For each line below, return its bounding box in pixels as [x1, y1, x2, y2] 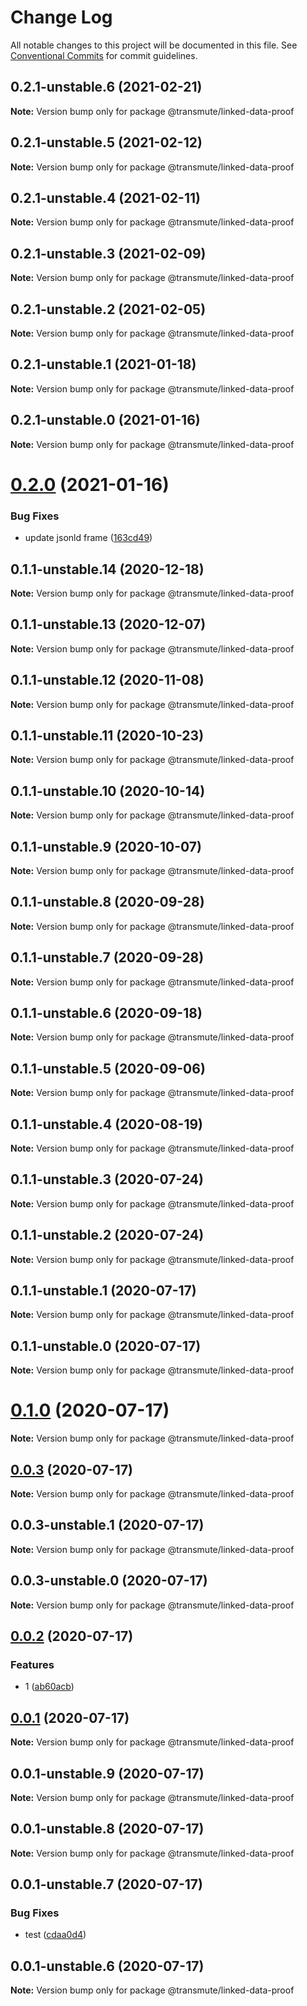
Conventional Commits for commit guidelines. [10, 49, 198, 61]
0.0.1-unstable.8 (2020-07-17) [10, 1821, 205, 1838]
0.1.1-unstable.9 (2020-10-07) [10, 838, 202, 855]
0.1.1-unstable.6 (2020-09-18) [10, 1005, 203, 1021]
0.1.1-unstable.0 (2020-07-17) [10, 1337, 202, 1355]
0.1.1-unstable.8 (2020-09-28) [10, 894, 205, 911]
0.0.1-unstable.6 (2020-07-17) [10, 1957, 205, 1975]
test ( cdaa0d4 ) [24, 1929, 87, 1941]
